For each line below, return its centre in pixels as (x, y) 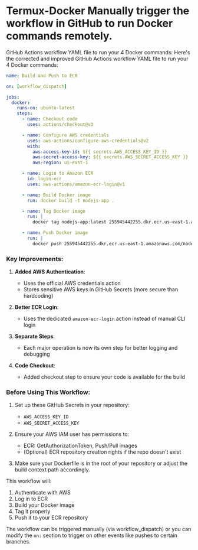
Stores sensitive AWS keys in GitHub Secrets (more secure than (101, 289)
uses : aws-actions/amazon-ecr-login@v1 (76, 184)
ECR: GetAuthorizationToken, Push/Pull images (80, 446)
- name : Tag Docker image (53, 211)
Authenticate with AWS (42, 493)
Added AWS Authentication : (50, 272)
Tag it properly (32, 512)
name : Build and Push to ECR (42, 76)
